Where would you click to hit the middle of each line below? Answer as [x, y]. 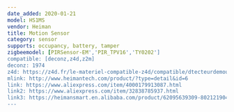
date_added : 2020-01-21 [42, 14]
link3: [17, 98]
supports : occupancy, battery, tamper [63, 46]
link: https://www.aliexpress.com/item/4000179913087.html [95, 85]
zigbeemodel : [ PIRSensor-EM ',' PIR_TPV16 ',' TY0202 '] [84, 53]
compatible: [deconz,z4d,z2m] [51, 59]
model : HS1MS [26, 20]
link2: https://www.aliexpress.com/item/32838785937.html [93, 91]
